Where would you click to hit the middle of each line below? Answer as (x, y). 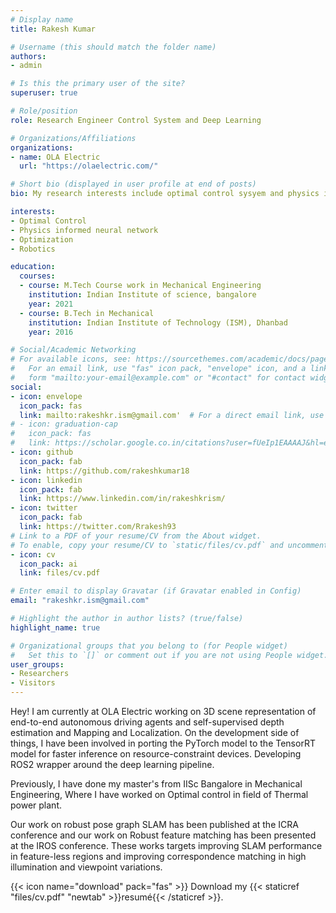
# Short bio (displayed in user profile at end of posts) (133, 184)
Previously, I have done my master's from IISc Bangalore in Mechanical (156, 784)
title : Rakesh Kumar (53, 29)
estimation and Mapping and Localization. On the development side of (155, 732)
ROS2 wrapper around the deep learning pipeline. (112, 764)
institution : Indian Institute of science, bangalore (142, 295)
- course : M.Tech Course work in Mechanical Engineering (140, 286)
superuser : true (44, 93)
